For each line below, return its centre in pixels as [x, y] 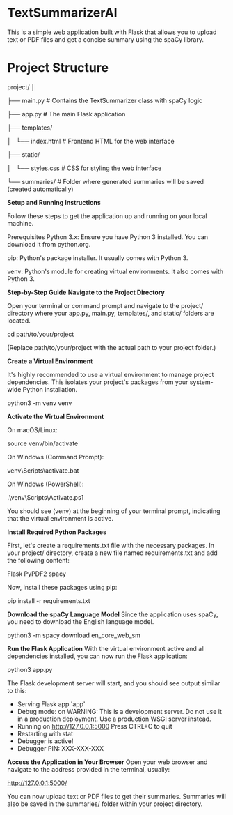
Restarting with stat [45, 733]
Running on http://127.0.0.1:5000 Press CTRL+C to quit [95, 726]
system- [201, 382]
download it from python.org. [49, 244]
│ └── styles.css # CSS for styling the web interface [85, 168]
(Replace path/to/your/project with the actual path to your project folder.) [112, 347]
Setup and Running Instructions [54, 202]
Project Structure [58, 68]
